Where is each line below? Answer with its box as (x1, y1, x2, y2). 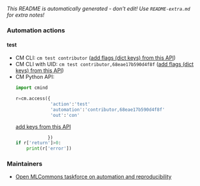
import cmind (15, 85, 48, 91)
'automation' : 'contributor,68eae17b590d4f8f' (50, 107, 165, 113)
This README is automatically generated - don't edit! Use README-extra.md (7, 5, 190, 12)
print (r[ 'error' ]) (26, 145, 72, 151)
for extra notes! (7, 11, 45, 18)
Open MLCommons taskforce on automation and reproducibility (15, 173, 172, 181)
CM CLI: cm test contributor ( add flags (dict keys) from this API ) (15, 54, 176, 61)
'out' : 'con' (50, 112, 80, 118)
